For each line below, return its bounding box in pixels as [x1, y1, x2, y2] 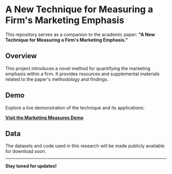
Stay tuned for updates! [5, 163, 57, 169]
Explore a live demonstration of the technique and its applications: [5, 104, 145, 111]
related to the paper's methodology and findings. [5, 76, 109, 82]
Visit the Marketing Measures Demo [5, 114, 83, 121]
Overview [5, 52, 37, 60]
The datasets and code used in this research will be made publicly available [5, 143, 165, 149]
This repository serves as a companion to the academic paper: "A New [5, 31, 155, 37]
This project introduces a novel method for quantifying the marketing [5, 65, 151, 71]
